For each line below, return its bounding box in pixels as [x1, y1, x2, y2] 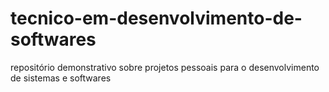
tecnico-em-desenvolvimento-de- [10, 7, 303, 30]
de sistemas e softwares [10, 72, 112, 84]
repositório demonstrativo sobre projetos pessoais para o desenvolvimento [10, 61, 320, 73]
